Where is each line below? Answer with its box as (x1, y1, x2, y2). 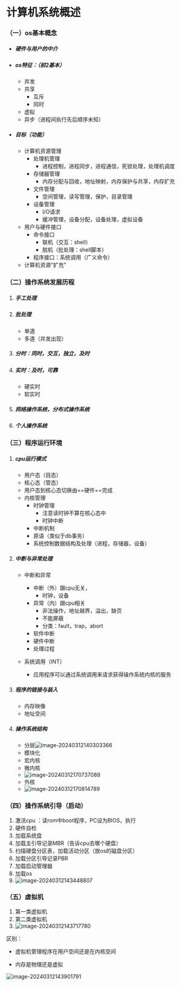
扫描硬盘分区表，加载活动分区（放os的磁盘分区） (15, 847, 138, 854)
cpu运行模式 (15, 455, 47, 462)
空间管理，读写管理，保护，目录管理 (42, 193, 133, 201)
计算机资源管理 (24, 147, 62, 155)
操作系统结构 (15, 725, 47, 733)
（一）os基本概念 (6, 29, 58, 37)
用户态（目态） (24, 472, 62, 479)
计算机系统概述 (6, 5, 81, 19)
